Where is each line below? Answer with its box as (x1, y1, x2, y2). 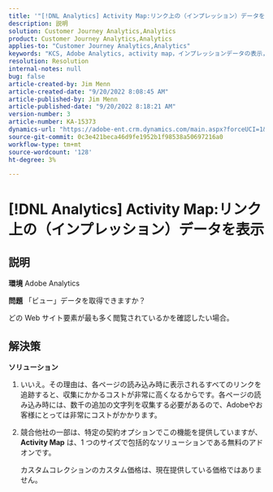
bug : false (8, 72, 45, 81)
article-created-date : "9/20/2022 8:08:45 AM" (8, 87, 169, 96)
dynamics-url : (8, 125, 57, 133)
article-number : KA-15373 (8, 118, 96, 126)
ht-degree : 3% (8, 155, 57, 163)
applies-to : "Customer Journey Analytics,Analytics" (8, 42, 191, 50)
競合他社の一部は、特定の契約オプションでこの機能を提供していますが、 (19, 428, 262, 438)
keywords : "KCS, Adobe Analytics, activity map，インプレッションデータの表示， (8, 50, 270, 58)
